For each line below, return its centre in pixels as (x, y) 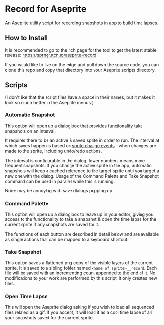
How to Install (26, 38)
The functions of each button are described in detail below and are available (82, 234)
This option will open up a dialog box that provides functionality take (74, 126)
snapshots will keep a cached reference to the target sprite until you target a (82, 171)
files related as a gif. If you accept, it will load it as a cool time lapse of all (79, 312)
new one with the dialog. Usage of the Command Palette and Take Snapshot (82, 176)
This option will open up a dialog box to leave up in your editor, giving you (79, 214)
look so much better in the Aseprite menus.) (49, 102)
